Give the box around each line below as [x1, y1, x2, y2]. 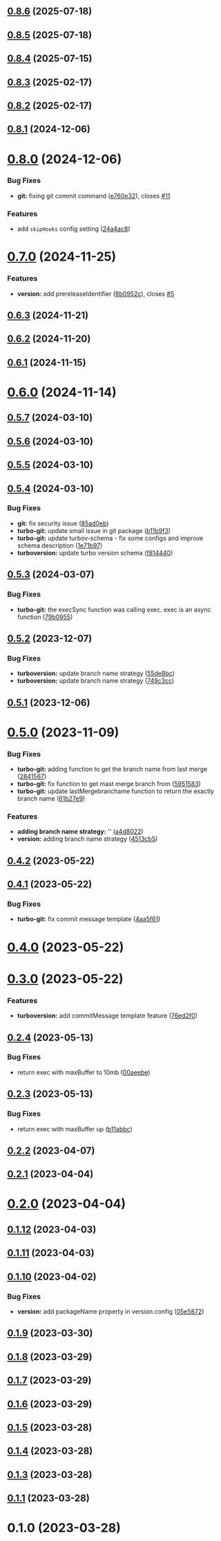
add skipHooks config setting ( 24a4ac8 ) [17, 225, 131, 233]
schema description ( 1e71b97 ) [17, 541, 103, 550]
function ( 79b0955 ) [17, 613, 73, 621]
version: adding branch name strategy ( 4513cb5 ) [17, 835, 158, 843]
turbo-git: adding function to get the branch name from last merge [17, 765, 208, 774]
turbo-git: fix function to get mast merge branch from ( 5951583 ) [17, 780, 202, 788]
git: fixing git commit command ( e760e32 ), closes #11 [17, 191, 171, 200]
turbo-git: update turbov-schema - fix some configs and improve [17, 534, 204, 542]
